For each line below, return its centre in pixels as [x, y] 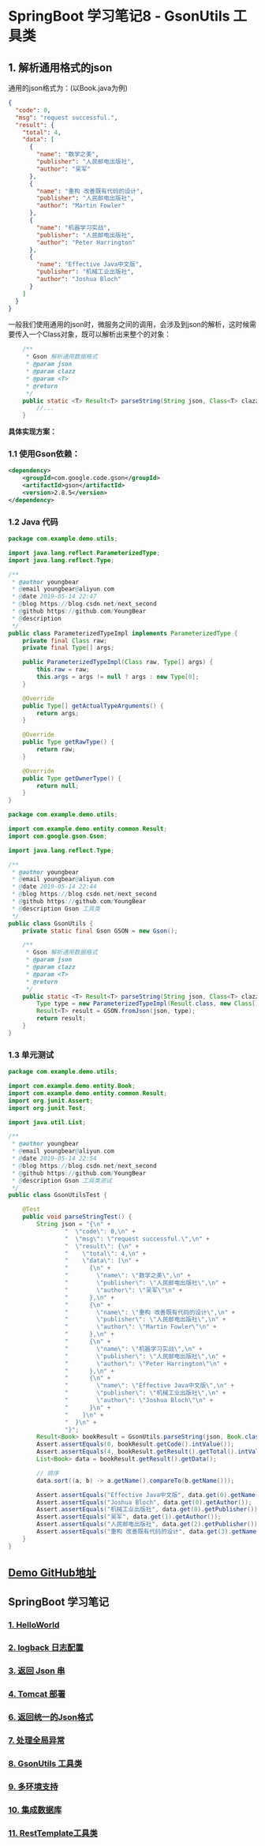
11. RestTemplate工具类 [53, 1833]
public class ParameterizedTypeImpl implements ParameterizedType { [123, 633]
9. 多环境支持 [33, 1787]
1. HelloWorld [34, 1625]
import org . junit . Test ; [47, 1108]
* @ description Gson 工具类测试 [62, 1180]
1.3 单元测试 [31, 1055]
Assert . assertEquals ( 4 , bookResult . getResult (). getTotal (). [137, 1452]
